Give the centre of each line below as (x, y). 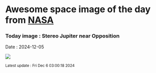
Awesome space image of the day (78, 9)
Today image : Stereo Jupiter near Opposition (63, 36)
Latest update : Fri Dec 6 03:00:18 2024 (40, 66)
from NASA (29, 20)
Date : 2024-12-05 (25, 47)
